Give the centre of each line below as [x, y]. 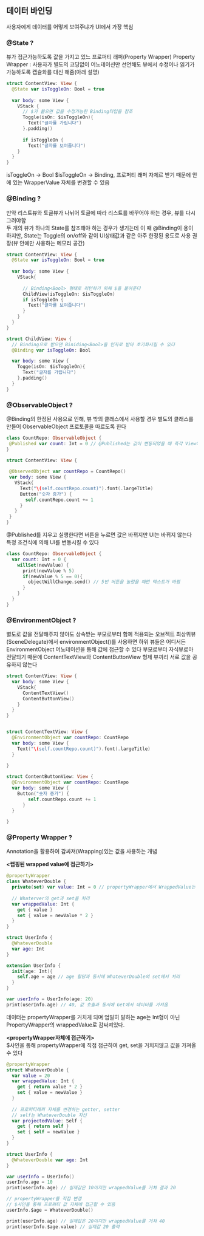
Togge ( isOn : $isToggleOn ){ [51, 367]
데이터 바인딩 [29, 11]
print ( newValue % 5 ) [48, 571]
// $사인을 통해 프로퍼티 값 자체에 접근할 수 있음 [61, 1204]
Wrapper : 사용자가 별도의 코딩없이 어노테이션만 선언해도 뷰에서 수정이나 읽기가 [100, 64]
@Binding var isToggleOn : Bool [51, 350]
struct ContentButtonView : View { [50, 777]
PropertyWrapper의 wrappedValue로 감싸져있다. [66, 1025]
